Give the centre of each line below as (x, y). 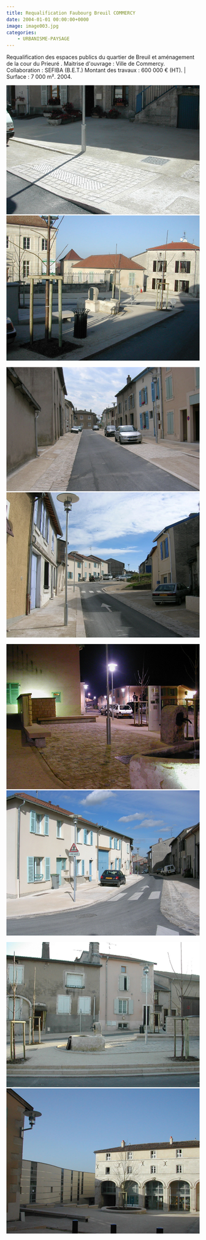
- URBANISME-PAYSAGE (44, 39)
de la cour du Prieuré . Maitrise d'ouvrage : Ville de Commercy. (86, 64)
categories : (21, 33)
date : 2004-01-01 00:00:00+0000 (48, 19)
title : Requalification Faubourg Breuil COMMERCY (71, 13)
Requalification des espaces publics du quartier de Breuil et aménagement (101, 57)
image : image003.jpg (33, 26)
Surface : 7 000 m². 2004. (39, 77)
